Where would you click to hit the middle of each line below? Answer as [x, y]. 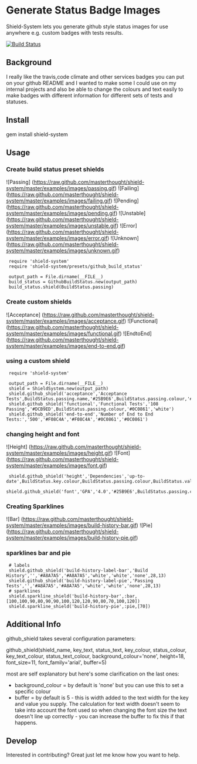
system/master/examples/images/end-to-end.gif [65, 346]
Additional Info [34, 625]
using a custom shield [38, 361]
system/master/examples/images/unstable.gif [62, 226]
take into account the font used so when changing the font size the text [101, 710]
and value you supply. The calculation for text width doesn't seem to [97, 704]
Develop [21, 741]
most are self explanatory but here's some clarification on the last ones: [93, 674]
